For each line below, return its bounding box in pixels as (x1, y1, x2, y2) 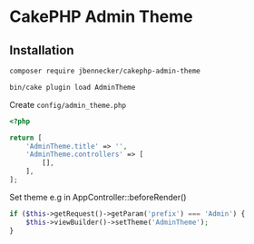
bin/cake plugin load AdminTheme (9, 83, 136, 92)
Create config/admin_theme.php (9, 99, 127, 110)
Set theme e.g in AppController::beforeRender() (9, 191, 187, 202)
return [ (9, 133, 43, 142)
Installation (9, 43, 74, 58)
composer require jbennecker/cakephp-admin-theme (9, 66, 201, 75)
